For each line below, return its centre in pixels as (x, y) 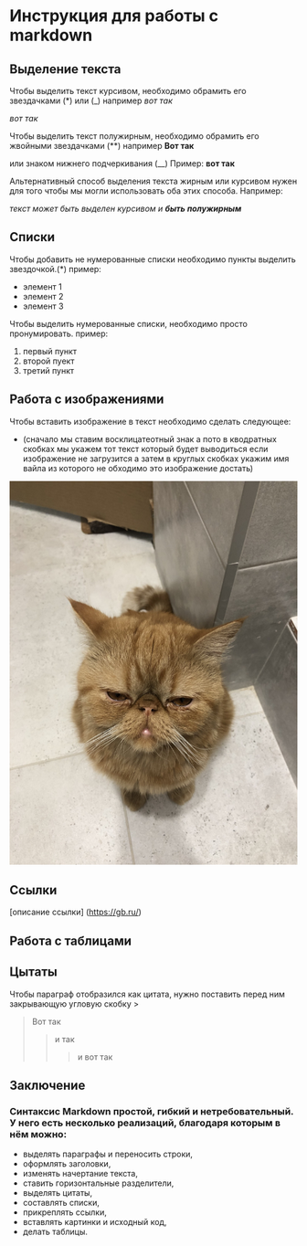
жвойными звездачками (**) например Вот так (102, 146)
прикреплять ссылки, (64, 1212)
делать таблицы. (55, 1232)
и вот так (95, 1057)
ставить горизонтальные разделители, (98, 1183)
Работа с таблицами (71, 940)
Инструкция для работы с (114, 16)
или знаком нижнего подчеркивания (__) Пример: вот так (122, 164)
